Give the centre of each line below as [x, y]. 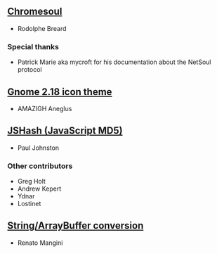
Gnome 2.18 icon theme [60, 92]
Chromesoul [35, 12]
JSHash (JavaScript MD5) [65, 131]
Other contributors [40, 166]
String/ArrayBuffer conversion [75, 226]
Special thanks [33, 46]
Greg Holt [31, 182]
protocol [29, 70]
